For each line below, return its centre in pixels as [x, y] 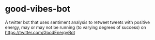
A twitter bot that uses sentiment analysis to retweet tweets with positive [77, 22]
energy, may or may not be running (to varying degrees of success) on [76, 27]
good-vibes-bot [38, 9]
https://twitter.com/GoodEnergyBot [40, 32]
